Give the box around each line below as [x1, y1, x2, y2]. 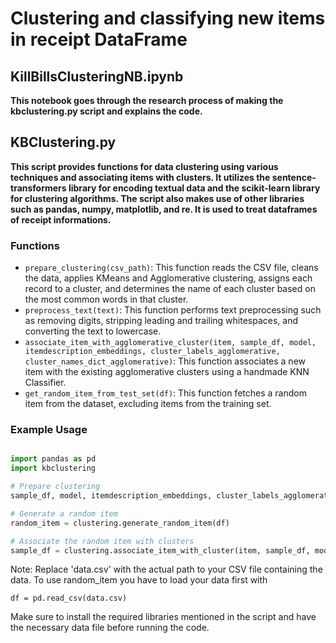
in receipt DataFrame [10, 28, 188, 51]
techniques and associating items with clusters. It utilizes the [10, 171, 271, 183]
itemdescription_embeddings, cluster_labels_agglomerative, [24, 347, 281, 357]
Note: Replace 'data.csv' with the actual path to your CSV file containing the [10, 563, 323, 576]
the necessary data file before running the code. [10, 622, 210, 634]
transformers [10, 182, 67, 194]
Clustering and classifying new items [10, 7, 326, 30]
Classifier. [24, 377, 67, 389]
